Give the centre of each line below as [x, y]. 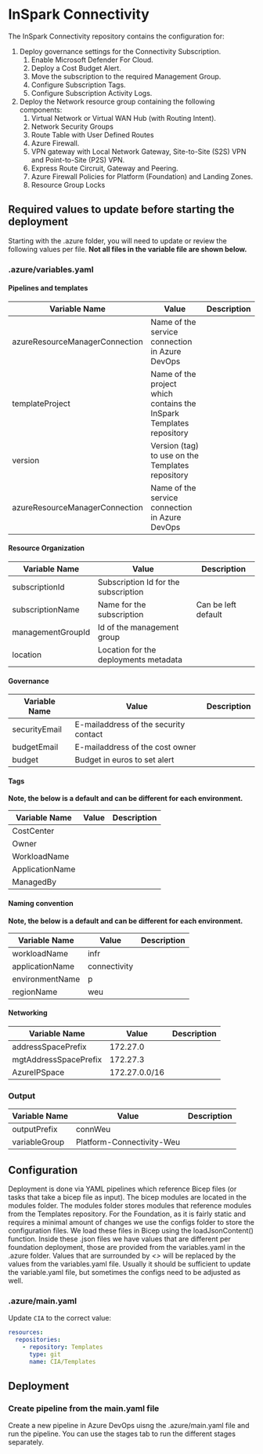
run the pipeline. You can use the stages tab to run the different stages [122, 1434]
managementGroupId [51, 632]
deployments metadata [140, 659]
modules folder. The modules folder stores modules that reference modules [130, 1206]
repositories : [38, 1340]
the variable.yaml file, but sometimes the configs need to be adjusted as [124, 1272]
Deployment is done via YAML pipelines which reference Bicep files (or [122, 1189]
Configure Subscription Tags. [79, 85]
